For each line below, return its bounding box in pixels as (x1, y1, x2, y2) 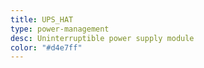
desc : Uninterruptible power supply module (10, 33, 195, 43)
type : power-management (10, 24, 110, 34)
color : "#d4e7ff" (10, 42, 83, 53)
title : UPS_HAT (10, 14, 74, 25)
